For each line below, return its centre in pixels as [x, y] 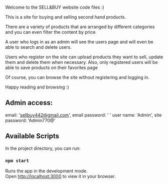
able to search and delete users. [38, 47]
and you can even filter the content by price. [51, 32]
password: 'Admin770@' [31, 120]
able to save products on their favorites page [51, 68]
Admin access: [29, 103]
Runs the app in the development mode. [46, 171]
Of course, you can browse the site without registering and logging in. [77, 77]
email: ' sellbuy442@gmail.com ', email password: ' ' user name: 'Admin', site [83, 115]
